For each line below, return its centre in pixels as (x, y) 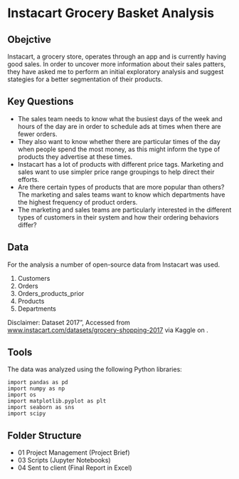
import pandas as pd (38, 383)
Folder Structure (44, 435)
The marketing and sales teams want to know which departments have (121, 195)
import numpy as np (36, 389)
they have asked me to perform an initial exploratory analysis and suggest (116, 72)
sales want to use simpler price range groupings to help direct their (116, 172)
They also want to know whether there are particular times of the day (119, 141)
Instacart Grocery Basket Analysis (111, 13)
